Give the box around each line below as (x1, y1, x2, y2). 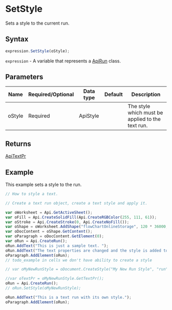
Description (131, 91, 161, 98)
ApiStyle (78, 112, 99, 119)
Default (104, 91, 123, 98)
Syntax (5, 35, 29, 44)
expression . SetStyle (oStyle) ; (5, 48, 70, 54)
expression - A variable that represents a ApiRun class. (5, 57, 121, 64)
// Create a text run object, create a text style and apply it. (5, 200, 147, 205)
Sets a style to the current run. (5, 20, 70, 26)
